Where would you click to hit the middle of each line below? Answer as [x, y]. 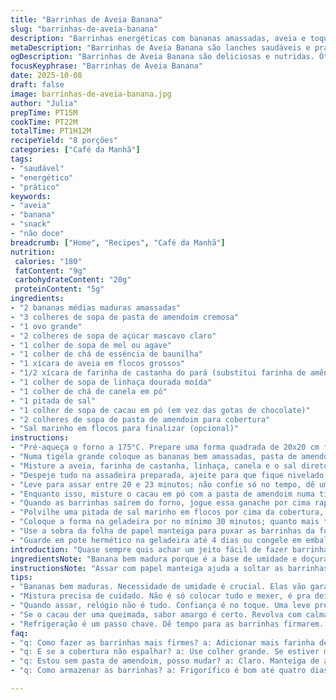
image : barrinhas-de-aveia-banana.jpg [91, 94]
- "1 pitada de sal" [53, 401]
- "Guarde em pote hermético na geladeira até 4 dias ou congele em [156, 540]
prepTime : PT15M [44, 112]
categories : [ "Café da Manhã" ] [75, 150]
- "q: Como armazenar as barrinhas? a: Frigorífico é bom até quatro [158, 671]
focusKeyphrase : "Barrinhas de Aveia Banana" [106, 66]
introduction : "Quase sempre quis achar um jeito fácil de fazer [149, 549]
